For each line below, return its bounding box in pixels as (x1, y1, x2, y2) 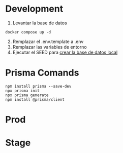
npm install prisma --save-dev (5, 84, 72, 89)
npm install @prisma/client (5, 97, 65, 102)
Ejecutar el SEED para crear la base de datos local (12, 49, 118, 55)
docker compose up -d (5, 29, 51, 34)
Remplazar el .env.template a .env (12, 39, 84, 45)
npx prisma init (5, 88, 40, 93)
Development (5, 3, 64, 15)
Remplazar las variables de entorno (12, 44, 87, 50)
